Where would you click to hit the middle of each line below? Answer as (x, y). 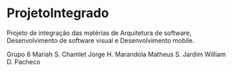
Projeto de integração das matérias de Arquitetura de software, (99, 33)
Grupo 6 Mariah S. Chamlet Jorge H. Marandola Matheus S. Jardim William (116, 54)
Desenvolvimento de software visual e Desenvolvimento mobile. (100, 40)
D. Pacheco (24, 61)
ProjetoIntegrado (58, 13)
